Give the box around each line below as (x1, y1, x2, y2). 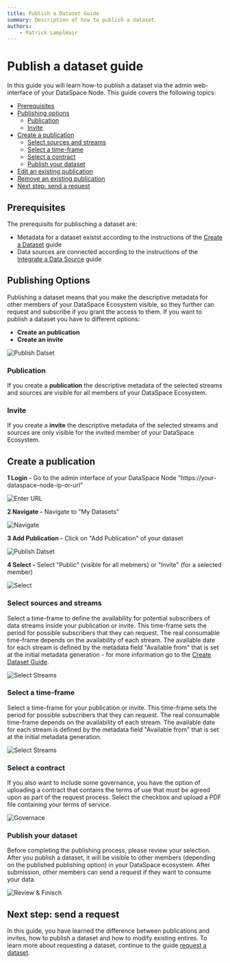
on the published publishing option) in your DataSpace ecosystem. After (7, 861, 211, 869)
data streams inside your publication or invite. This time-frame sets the (7, 621, 207, 629)
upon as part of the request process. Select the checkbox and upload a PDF (7, 793, 222, 801)
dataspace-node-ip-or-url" (7, 481, 84, 490)
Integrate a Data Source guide (16, 255, 102, 263)
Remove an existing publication (16, 175, 105, 183)
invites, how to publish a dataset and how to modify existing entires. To (7, 934, 207, 942)
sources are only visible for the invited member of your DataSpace (7, 429, 194, 437)
